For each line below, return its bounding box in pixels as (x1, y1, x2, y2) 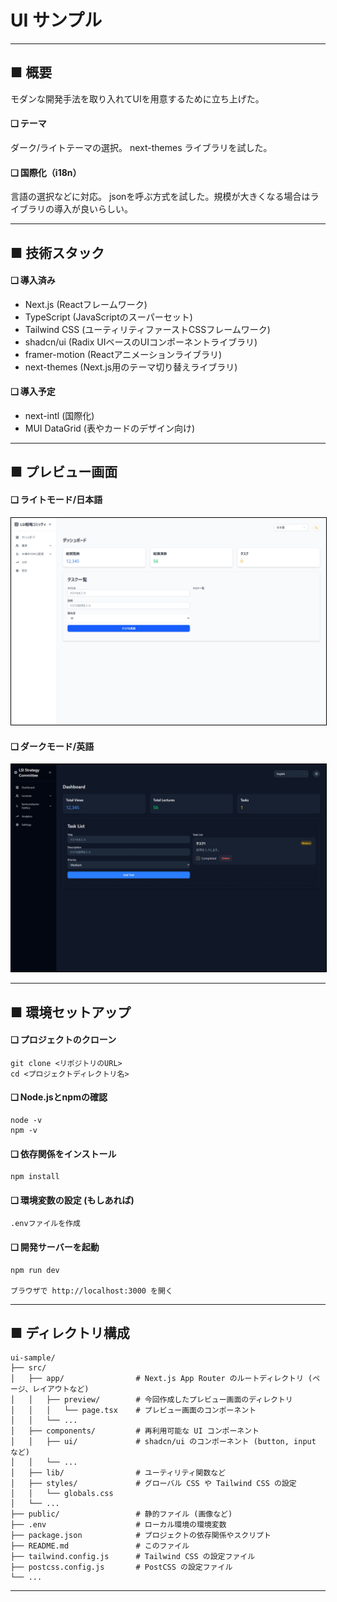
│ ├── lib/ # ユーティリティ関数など (10, 1468, 227, 1478)
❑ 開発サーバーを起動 (10, 1241, 100, 1253)
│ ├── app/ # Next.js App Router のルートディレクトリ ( (10, 1374, 313, 1384)
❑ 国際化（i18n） (10, 166, 82, 178)
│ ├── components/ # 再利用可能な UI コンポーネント (10, 1426, 260, 1436)
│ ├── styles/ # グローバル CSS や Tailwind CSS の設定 (10, 1479, 297, 1489)
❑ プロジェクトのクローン (10, 1034, 117, 1046)
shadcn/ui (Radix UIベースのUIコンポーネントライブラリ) (24, 336, 258, 348)
